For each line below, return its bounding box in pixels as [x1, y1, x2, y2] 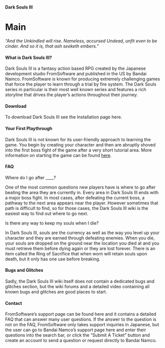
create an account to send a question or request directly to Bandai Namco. [5, 338, 157, 344]
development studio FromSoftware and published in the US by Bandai [5, 71, 147, 77]
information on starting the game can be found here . [5, 152, 112, 158]
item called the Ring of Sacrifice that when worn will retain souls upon [5, 250, 147, 256]
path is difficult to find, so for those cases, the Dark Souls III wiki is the [5, 205, 148, 211]
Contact [5, 300, 22, 306]
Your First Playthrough [5, 125, 53, 131]
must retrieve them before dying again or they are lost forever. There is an [5, 245, 156, 251]
